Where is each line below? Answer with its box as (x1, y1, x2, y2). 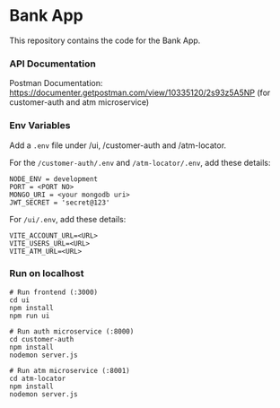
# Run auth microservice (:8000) (9, 326, 135, 336)
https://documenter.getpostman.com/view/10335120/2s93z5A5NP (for (9, 87, 271, 99)
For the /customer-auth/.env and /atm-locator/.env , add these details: (9, 157, 271, 168)
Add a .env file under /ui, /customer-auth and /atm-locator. (9, 140, 227, 151)
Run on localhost (9, 267, 84, 280)
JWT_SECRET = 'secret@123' (9, 198, 110, 207)
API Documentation (9, 57, 97, 70)
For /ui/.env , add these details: (9, 213, 127, 224)
